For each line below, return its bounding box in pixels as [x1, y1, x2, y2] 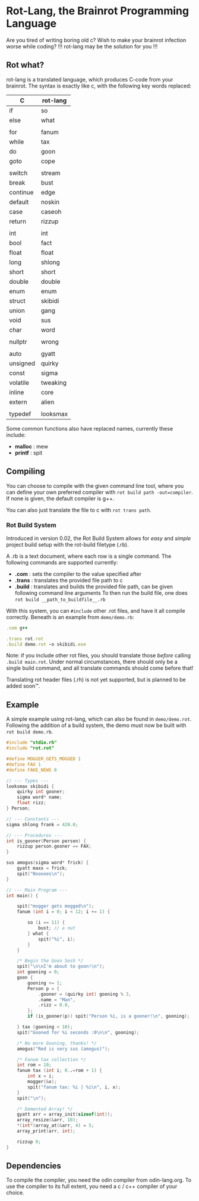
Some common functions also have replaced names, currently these [6, 425, 173, 432]
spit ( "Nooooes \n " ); [17, 870, 65, 877]
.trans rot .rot [6, 635, 44, 642]
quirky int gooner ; [17, 789, 65, 795]
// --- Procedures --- [6, 832, 62, 838]
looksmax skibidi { [6, 783, 55, 789]
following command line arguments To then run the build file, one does [14, 589, 188, 596]
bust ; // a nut [37, 925, 76, 932]
